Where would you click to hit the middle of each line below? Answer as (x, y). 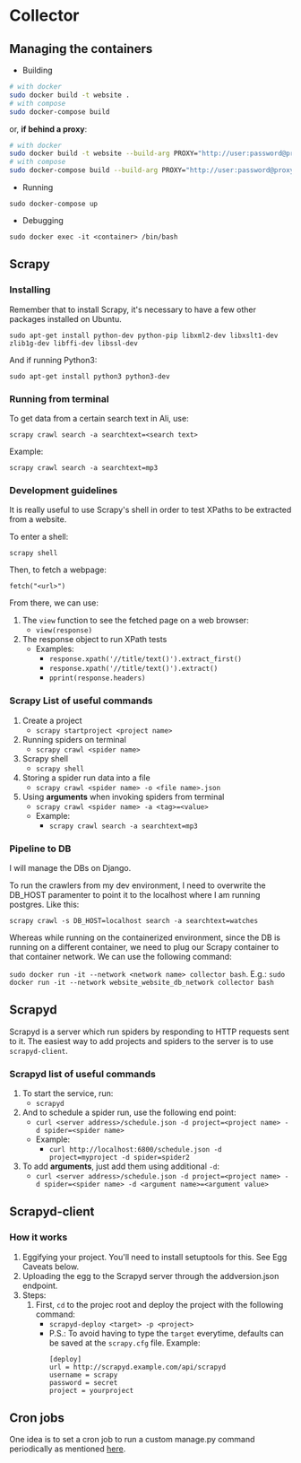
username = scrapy (83, 1375)
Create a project (52, 720)
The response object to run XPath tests (95, 640)
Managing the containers (81, 49)
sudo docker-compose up (54, 204)
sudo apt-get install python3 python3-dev (90, 376)
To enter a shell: (39, 537)
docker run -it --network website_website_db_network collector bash (142, 982)
